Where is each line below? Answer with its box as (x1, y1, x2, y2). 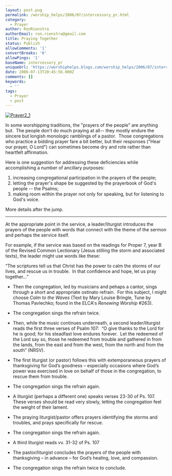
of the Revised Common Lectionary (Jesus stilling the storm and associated (5, 247, 165, 254)
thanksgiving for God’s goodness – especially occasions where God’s (12, 363, 159, 369)
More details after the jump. (5, 206, 64, 213)
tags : (5, 88, 17, 94)
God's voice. (12, 196, 40, 203)
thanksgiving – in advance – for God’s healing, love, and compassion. (12, 455, 159, 461)
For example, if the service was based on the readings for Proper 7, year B (5, 242, 162, 248)
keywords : (5, 79, 27, 84)
